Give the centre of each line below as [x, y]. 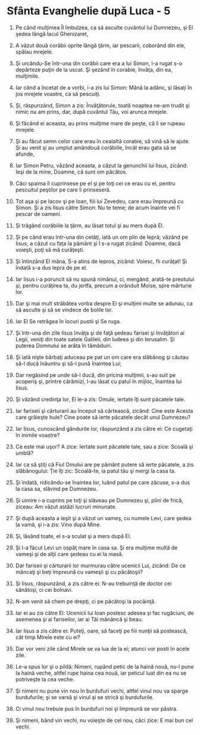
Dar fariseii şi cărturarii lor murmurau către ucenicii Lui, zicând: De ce [101, 566]
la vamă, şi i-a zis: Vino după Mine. [58, 524]
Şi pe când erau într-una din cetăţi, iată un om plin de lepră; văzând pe [101, 237]
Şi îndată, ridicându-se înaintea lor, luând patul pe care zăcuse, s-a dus [102, 482]
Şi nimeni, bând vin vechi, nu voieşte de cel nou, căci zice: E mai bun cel [104, 720]
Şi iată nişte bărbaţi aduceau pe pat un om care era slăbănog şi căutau [102, 357]
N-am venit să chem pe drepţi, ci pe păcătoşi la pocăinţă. [86, 601]
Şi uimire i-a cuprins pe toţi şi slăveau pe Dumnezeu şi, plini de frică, [99, 500]
